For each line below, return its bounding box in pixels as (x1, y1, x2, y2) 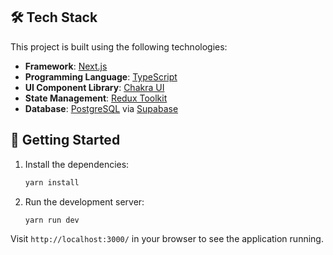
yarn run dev (24, 215, 80, 225)
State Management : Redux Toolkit (24, 92, 168, 104)
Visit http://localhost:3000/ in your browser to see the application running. (10, 233, 324, 245)
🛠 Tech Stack (10, 9, 98, 26)
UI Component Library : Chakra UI (24, 81, 165, 93)
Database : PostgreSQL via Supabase (24, 102, 179, 114)
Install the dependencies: (24, 158, 130, 170)
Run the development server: (24, 195, 145, 208)
